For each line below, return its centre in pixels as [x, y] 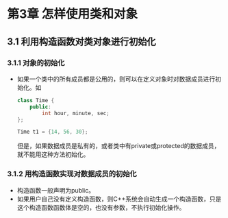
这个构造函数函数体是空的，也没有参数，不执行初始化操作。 [101, 207]
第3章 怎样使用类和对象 [73, 14]
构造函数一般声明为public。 [55, 190]
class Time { [36, 100]
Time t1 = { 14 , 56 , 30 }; [52, 132]
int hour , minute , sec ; [76, 113]
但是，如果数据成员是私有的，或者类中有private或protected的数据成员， [118, 146]
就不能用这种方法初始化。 [53, 154]
